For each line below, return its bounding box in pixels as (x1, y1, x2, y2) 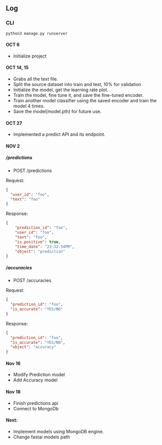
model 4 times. (13, 103, 45, 109)
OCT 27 (6, 120, 22, 126)
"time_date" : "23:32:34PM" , (15, 244, 74, 249)
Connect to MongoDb (13, 405, 59, 411)
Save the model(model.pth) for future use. (13, 108, 101, 115)
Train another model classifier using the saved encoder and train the (13, 98, 157, 104)
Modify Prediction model (13, 372, 65, 378)
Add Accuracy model (13, 377, 58, 383)
